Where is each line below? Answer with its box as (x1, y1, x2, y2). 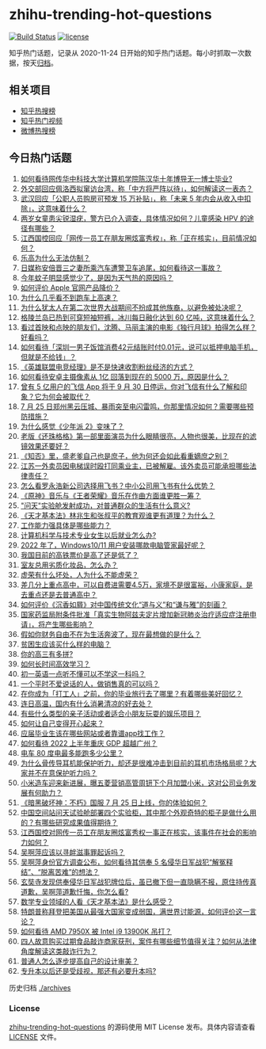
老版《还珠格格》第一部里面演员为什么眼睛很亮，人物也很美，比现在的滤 (20, 431, 256, 441)
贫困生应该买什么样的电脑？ (20, 639, 112, 649)
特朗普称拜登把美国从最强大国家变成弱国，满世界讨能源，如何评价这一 (20, 906, 250, 916)
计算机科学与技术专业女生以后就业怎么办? (20, 530, 157, 540)
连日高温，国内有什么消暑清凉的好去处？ (20, 699, 153, 708)
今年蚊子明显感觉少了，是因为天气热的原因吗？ (20, 273, 173, 282)
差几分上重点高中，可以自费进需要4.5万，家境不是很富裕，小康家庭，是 (20, 580, 253, 589)
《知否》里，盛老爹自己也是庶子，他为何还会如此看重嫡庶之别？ (20, 451, 229, 460)
